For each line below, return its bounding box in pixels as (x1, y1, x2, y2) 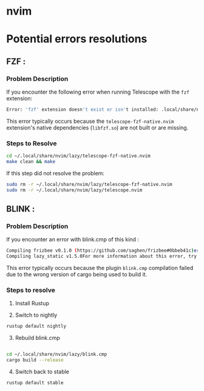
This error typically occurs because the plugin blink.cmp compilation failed (6, 265, 193, 272)
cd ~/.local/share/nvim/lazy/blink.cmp (6, 351, 107, 358)
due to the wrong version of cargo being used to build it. (6, 271, 148, 278)
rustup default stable (6, 380, 64, 386)
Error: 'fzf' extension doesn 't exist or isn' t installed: (6, 106, 159, 113)
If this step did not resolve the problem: (6, 169, 105, 177)
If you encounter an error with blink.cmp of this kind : (6, 236, 140, 243)
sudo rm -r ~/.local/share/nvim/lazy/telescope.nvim (6, 187, 143, 193)
